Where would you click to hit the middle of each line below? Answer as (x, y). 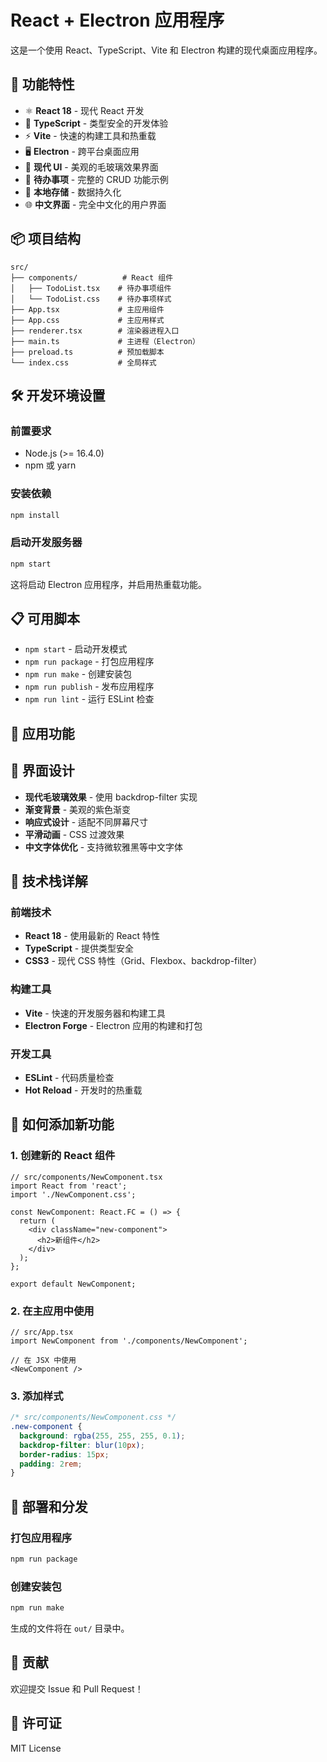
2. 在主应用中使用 (52, 1311)
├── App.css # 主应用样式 (87, 320)
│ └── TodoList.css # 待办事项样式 (91, 299)
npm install (35, 515)
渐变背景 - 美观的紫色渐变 (78, 809)
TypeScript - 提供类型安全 (79, 948)
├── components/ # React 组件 (92, 277)
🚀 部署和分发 (49, 1506)
